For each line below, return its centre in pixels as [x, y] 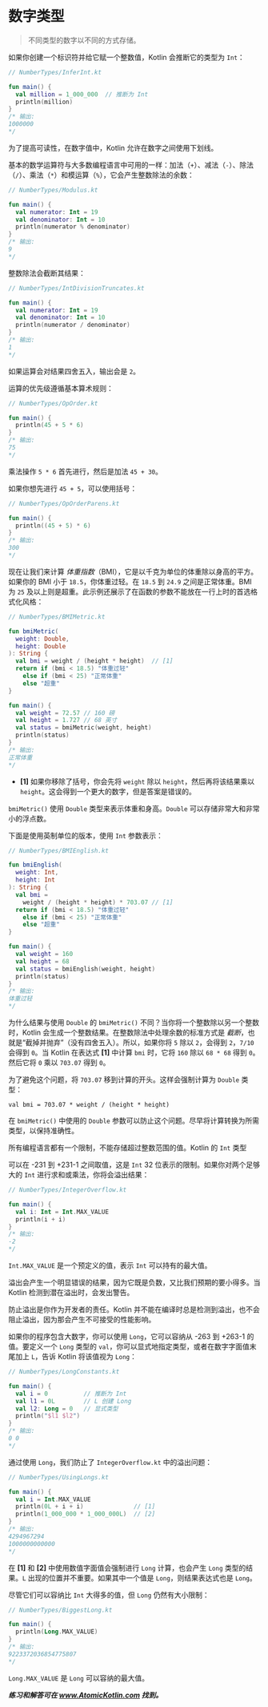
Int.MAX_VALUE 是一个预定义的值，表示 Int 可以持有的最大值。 [110, 1265]
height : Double [41, 646]
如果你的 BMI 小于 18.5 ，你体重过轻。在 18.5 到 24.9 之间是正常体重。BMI [130, 581]
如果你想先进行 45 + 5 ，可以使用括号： [73, 488]
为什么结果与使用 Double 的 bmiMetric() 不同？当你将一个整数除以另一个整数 [134, 1023]
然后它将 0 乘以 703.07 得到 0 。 [59, 1063]
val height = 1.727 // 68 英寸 [66, 720]
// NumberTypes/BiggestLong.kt [60, 1610]
